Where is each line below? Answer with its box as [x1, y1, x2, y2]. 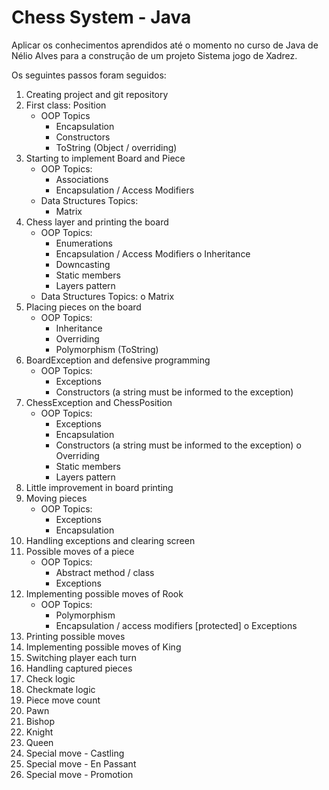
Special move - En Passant [25, 757, 137, 770]
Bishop [25, 715, 55, 727]
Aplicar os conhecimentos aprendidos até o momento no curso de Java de [11, 39, 319, 51]
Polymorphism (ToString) [55, 343, 159, 355]
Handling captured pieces [25, 662, 133, 674]
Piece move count [25, 694, 101, 706]
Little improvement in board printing [25, 481, 174, 493]
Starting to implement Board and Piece [25, 152, 186, 164]
